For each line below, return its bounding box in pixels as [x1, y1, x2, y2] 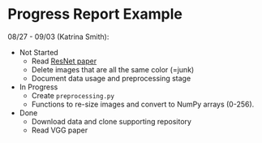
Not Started [19, 47, 58, 57]
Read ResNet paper [31, 56, 97, 66]
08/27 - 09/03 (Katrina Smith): [7, 32, 110, 41]
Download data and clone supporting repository [31, 116, 192, 126]
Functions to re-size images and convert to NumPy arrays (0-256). [31, 99, 255, 109]
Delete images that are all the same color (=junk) [31, 64, 195, 74]
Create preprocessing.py [31, 90, 115, 100]
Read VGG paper [31, 125, 88, 135]
